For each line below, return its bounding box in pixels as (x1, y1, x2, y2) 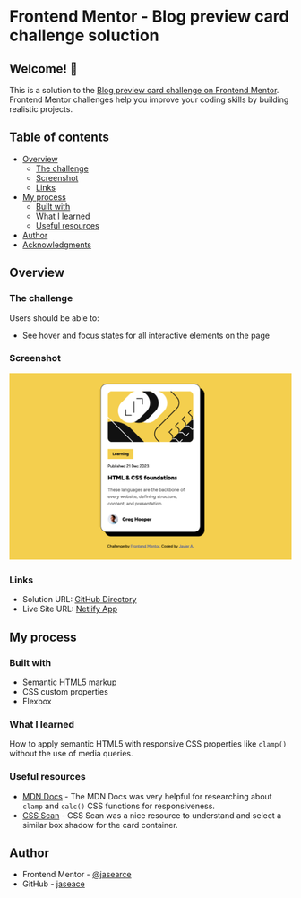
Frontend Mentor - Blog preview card (9, 6, 289, 27)
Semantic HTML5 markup (21, 677, 117, 687)
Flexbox (21, 695, 52, 706)
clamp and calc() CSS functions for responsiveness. (21, 800, 215, 811)
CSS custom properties (21, 686, 109, 696)
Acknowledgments (21, 239, 92, 250)
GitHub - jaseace (21, 878, 85, 889)
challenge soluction (9, 25, 159, 46)
